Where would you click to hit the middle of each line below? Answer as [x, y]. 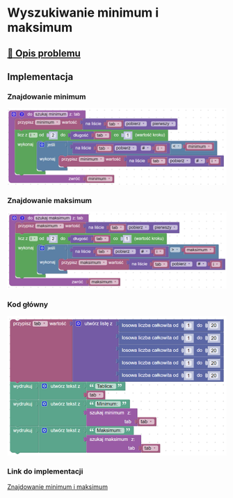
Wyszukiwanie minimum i [83, 13]
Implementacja [40, 77]
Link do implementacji [45, 472]
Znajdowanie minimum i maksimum [57, 487]
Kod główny [28, 304]
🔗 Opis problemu [44, 53]
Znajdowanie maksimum [50, 200]
